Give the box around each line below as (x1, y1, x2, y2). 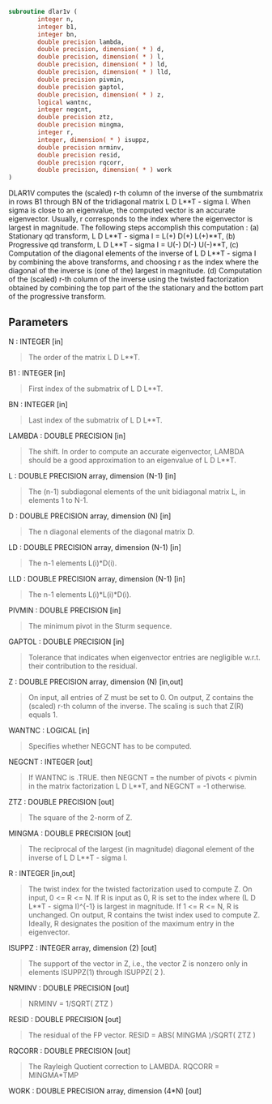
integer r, (37, 128, 74, 136)
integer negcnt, (37, 105, 92, 114)
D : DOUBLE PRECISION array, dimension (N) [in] (8, 511, 172, 521)
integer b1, (37, 23, 79, 31)
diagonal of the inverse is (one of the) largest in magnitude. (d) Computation (8, 266, 262, 276)
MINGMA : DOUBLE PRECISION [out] (8, 828, 131, 838)
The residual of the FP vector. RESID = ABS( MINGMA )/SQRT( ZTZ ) (28, 1030, 257, 1040)
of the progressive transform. (8, 292, 107, 302)
